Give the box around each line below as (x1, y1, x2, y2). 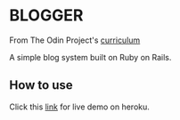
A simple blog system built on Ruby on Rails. (9, 52, 172, 62)
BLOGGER (9, 5, 84, 26)
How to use (9, 77, 73, 93)
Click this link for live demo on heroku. (9, 101, 150, 112)
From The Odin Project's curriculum (9, 35, 141, 45)
